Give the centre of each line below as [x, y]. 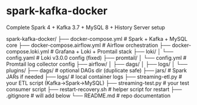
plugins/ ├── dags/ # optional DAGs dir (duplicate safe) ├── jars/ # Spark [97, 70]
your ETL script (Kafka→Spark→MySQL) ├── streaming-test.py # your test [98, 83]
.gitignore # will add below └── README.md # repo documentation [88, 96]
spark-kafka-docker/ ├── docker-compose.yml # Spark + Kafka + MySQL [97, 39]
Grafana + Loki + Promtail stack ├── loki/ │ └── [114, 51]
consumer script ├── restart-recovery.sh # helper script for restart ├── [94, 89]
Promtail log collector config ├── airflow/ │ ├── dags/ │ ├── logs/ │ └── [97, 64]
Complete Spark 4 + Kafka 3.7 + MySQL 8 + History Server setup [86, 27]
